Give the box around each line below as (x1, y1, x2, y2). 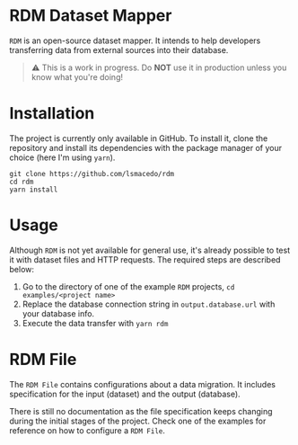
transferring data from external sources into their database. (9, 44, 229, 55)
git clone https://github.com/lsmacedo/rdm (9, 169, 175, 178)
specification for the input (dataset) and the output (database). (9, 388, 241, 399)
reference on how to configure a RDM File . (9, 424, 166, 436)
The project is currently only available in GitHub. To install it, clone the (9, 132, 268, 144)
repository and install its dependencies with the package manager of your (9, 142, 283, 153)
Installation (9, 103, 95, 124)
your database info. (22, 307, 95, 319)
